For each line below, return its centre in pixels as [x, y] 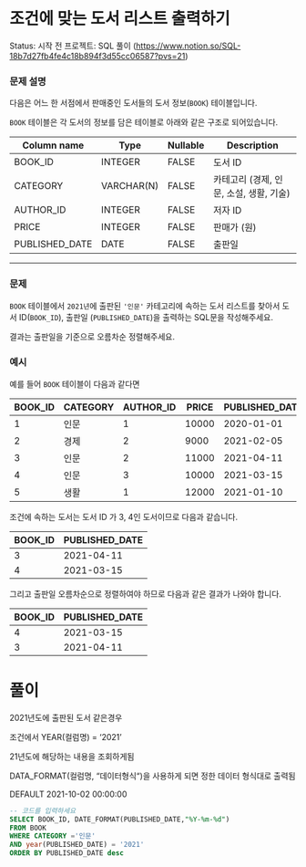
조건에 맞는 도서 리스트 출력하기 [120, 19]
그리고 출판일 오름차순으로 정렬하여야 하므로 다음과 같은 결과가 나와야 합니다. [146, 593]
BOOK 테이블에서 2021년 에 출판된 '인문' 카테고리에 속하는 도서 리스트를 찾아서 [145, 306]
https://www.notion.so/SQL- [189, 46]
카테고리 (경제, [243, 180]
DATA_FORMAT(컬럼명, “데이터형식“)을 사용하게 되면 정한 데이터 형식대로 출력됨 [153, 776]
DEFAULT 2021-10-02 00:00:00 [68, 794]
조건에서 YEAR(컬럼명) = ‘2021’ [66, 736]
